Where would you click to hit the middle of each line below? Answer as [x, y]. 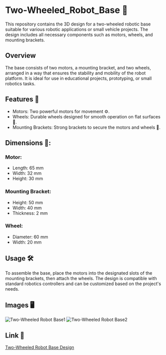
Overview [21, 56]
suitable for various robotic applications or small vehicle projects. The [77, 29]
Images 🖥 [20, 305]
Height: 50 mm [28, 202]
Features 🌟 [22, 99]
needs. [12, 289]
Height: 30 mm [28, 179]
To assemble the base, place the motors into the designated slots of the [79, 273]
